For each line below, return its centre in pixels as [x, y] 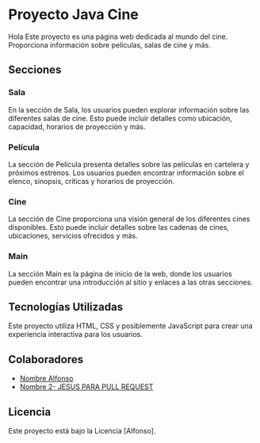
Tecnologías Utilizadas [66, 307]
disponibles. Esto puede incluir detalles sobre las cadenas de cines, [119, 227]
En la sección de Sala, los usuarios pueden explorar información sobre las [129, 109]
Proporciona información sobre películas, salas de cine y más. [110, 44]
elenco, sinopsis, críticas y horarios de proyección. [91, 181]
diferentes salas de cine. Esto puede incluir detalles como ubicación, [120, 118]
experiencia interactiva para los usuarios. [75, 334]
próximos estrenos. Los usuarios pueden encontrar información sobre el [126, 173]
